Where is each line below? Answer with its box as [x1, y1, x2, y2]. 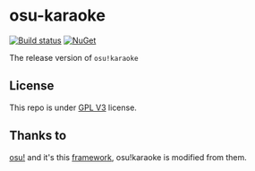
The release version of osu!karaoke [9, 52, 139, 63]
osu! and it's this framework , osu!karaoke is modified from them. [9, 151, 248, 162]
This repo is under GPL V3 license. [9, 102, 137, 113]
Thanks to [9, 128, 67, 143]
